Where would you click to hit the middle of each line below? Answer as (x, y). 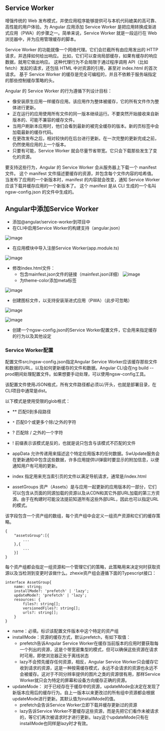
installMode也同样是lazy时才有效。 (55, 723)
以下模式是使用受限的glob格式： (38, 401)
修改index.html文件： (34, 268)
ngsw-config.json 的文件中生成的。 (41, 192)
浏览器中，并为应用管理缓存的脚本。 (42, 39)
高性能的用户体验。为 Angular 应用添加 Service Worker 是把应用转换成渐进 (81, 27)
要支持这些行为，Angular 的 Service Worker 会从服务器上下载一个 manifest (81, 167)
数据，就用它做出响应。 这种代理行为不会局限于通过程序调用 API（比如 (77, 62)
